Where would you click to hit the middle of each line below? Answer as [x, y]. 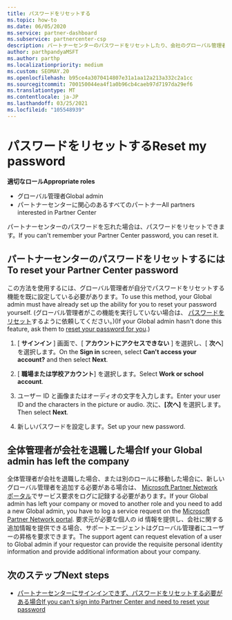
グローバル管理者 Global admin [60, 196]
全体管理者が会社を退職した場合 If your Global [105, 450]
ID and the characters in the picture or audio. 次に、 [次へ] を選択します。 [120, 404]
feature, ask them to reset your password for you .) [79, 329]
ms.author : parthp [33, 59]
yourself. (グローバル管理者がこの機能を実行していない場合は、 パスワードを [116, 312]
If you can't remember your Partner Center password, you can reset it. [118, 235]
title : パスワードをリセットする [49, 13]
